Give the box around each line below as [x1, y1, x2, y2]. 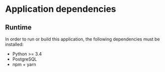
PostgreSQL [12, 56, 37, 62]
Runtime [5, 23, 32, 32]
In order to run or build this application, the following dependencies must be [5, 36, 160, 42]
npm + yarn [12, 62, 36, 67]
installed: [5, 41, 24, 47]
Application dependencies [5, 3, 116, 15]
